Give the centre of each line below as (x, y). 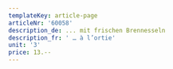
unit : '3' (25, 45)
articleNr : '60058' (41, 23)
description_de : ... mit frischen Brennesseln (87, 30)
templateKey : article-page (53, 15)
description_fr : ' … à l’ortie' (62, 38)
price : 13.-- (30, 52)
